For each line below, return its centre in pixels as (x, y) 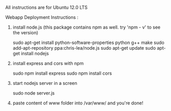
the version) (25, 32)
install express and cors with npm (48, 63)
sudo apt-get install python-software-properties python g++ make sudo (89, 42)
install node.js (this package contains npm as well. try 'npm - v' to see (87, 27)
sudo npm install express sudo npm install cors (62, 73)
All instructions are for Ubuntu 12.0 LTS (47, 7)
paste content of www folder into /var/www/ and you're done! (78, 103)
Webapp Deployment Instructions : (42, 17)
